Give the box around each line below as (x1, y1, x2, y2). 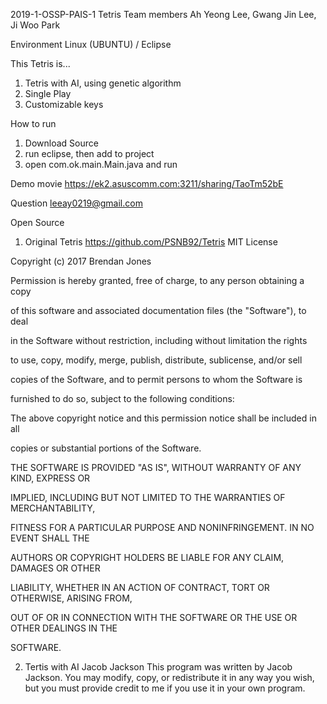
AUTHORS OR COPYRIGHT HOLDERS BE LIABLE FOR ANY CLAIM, (10, 552, 285, 563)
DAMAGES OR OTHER (10, 562, 101, 574)
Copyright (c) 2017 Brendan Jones (10, 255, 152, 267)
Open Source (10, 217, 65, 228)
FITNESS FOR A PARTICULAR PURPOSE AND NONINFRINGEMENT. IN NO (10, 522, 315, 533)
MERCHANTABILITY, (10, 502, 96, 514)
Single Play (24, 88, 72, 99)
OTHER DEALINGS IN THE (10, 622, 118, 634)
